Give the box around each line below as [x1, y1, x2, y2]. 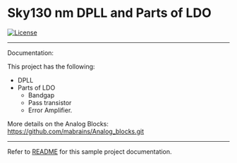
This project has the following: [7, 62, 95, 71]
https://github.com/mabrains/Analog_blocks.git [7, 127, 145, 135]
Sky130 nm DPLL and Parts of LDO [7, 5, 212, 21]
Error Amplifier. [28, 106, 73, 114]
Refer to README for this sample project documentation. [7, 147, 172, 156]
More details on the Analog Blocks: [7, 119, 109, 128]
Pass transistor [28, 98, 72, 107]
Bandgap [28, 90, 55, 99]
